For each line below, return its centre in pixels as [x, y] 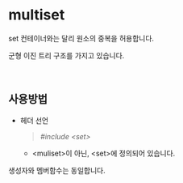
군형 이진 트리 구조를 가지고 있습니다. [67, 55]
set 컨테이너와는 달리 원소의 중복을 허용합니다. [81, 38]
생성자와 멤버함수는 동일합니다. [57, 170]
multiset [37, 15]
